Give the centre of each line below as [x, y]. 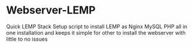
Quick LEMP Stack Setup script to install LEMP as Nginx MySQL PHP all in [97, 26]
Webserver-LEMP [51, 10]
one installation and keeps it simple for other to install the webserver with [96, 32]
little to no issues [27, 39]
